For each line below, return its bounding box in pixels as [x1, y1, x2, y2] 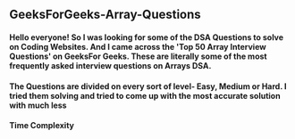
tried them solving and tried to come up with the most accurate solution [9, 90, 281, 101]
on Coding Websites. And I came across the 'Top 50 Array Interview [9, 41, 266, 52]
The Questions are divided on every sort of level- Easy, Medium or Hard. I [9, 80, 287, 92]
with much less [9, 100, 67, 110]
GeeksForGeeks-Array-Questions [9, 7, 201, 22]
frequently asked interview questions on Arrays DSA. [9, 60, 212, 70]
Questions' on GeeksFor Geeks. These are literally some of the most [9, 51, 267, 61]
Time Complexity [9, 120, 74, 131]
